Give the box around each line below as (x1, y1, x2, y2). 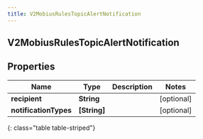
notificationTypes (11, 105, 72, 115)
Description (112, 82, 153, 91)
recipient (11, 94, 43, 104)
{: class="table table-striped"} (7, 123, 96, 132)
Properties (7, 61, 55, 73)
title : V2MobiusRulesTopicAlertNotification (7, 10, 141, 18)
